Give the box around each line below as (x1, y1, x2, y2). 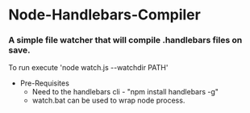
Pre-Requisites (19, 78, 70, 88)
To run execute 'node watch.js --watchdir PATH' (8, 63, 169, 73)
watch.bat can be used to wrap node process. (31, 95, 185, 106)
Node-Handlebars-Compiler (8, 6, 202, 24)
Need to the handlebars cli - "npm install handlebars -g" (31, 87, 219, 97)
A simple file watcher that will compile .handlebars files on (8, 35, 243, 46)
